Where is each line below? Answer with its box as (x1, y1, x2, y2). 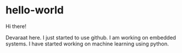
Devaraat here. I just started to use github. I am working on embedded (5, 34, 177, 41)
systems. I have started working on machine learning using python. (5, 40, 169, 47)
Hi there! (5, 23, 27, 30)
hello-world (5, 3, 64, 17)
